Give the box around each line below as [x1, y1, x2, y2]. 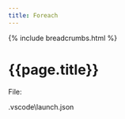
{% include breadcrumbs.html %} [8, 33, 117, 43]
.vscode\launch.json [8, 102, 74, 111]
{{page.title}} [8, 61, 99, 79]
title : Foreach [8, 11, 59, 20]
